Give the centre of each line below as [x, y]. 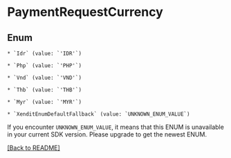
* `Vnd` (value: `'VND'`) [44, 78]
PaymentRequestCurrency [85, 12]
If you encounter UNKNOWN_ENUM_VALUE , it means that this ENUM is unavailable [116, 127]
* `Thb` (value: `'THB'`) [44, 90]
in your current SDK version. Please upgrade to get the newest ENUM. [107, 134]
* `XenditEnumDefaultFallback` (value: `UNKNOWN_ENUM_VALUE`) [99, 114]
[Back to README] [34, 148]
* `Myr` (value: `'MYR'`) [44, 102]
